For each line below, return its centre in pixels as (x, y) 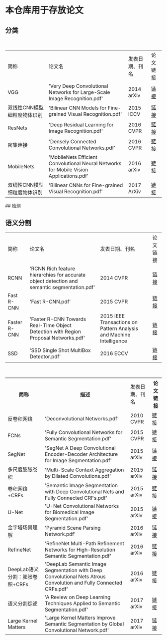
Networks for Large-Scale (79, 92)
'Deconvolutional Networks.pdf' (82, 418)
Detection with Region (55, 331)
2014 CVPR (114, 278)
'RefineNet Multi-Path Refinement (84, 543)
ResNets (17, 128)
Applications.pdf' (68, 176)
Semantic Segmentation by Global (84, 624)
